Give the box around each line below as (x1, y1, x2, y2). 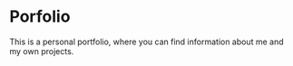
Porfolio (9, 6, 71, 27)
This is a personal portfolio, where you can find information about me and (9, 36, 284, 47)
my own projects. (9, 45, 74, 56)
